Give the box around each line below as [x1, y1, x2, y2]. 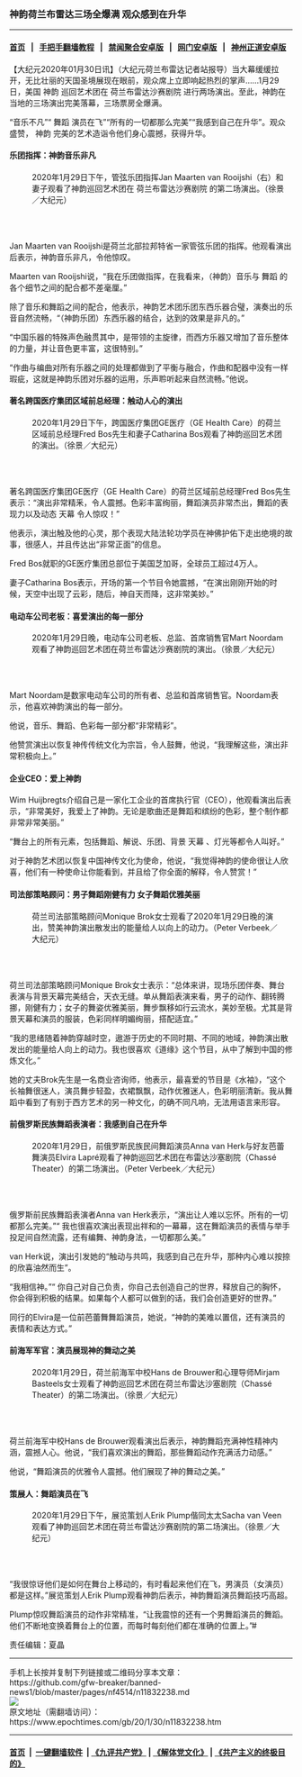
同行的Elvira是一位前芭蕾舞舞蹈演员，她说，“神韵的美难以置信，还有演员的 [9, 1311, 286, 1322]
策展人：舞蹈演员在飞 [9, 1488, 88, 1499]
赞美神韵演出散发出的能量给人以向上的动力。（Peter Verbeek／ [47, 921, 279, 933]
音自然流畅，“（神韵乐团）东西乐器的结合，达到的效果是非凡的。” [9, 313, 245, 323]
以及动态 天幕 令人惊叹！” [24, 508, 120, 519]
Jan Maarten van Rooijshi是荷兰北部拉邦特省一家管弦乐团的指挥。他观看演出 [9, 240, 292, 251]
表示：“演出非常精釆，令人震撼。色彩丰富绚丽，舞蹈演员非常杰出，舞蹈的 [9, 497, 281, 508]
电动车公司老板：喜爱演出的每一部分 [9, 611, 144, 621]
